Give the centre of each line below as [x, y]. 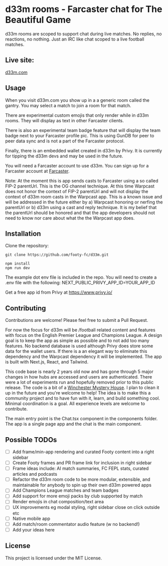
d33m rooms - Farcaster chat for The [84, 9]
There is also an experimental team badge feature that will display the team [83, 130]
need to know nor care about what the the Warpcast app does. [70, 218]
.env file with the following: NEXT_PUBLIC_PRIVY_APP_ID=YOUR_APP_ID [80, 283]
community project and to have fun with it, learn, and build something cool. [83, 398]
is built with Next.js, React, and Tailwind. [47, 362]
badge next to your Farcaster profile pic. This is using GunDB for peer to [80, 135]
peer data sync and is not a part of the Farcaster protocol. [65, 141]
